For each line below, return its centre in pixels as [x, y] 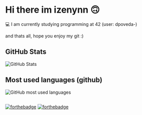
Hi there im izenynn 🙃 [52, 10]
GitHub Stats [26, 52]
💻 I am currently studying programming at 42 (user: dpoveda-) [71, 24]
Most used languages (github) [54, 80]
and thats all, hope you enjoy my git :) [44, 36]
